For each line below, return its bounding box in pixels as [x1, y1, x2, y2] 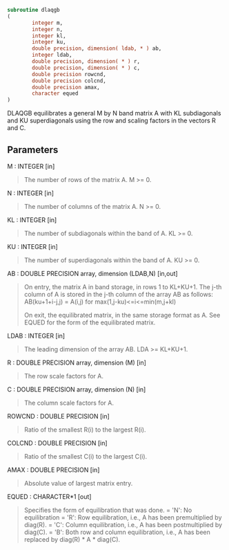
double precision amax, [32, 84, 100, 91]
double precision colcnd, [32, 77, 107, 84]
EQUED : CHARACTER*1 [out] [7, 492, 92, 501]
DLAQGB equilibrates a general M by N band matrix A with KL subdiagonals [7, 109, 221, 118]
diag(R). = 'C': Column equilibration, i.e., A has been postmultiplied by [23, 520, 223, 529]
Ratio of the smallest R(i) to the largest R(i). [23, 425, 146, 434]
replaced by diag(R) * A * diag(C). [23, 535, 121, 543]
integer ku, [32, 39, 67, 46]
